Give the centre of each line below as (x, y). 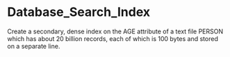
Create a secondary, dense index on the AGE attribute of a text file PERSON (115, 31)
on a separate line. (34, 46)
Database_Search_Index (79, 12)
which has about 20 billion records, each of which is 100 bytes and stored (113, 38)
